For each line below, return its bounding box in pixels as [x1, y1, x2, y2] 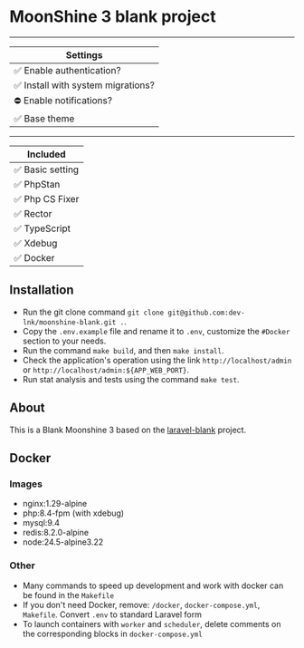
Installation [9, 283, 74, 298]
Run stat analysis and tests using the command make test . [22, 373, 240, 384]
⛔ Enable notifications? [14, 93, 113, 106]
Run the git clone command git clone [22, 306, 165, 317]
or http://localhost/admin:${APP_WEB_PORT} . [22, 364, 190, 375]
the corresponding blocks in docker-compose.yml [22, 628, 204, 639]
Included [26, 148, 66, 160]
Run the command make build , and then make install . [22, 344, 224, 355]
